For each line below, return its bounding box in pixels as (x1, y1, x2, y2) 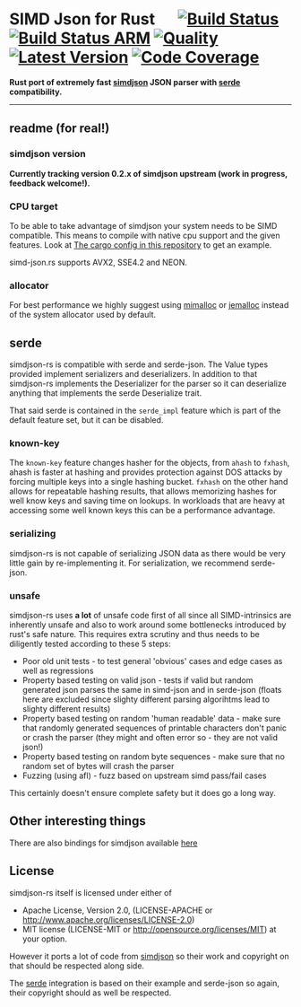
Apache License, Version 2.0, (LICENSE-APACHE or (21, 905, 213, 915)
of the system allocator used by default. (9, 310, 157, 320)
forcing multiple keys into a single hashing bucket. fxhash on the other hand (9, 477, 288, 487)
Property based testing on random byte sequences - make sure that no (21, 750, 285, 762)
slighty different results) (21, 703, 111, 714)
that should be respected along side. (9, 960, 145, 971)
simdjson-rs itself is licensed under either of (9, 887, 172, 898)
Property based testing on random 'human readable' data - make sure (21, 713, 281, 723)
